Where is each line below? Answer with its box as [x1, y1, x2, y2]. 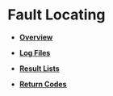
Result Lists [19, 63, 60, 73]
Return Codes [19, 79, 67, 89]
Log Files [19, 48, 51, 57]
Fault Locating [7, 6, 106, 24]
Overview [19, 32, 53, 42]
